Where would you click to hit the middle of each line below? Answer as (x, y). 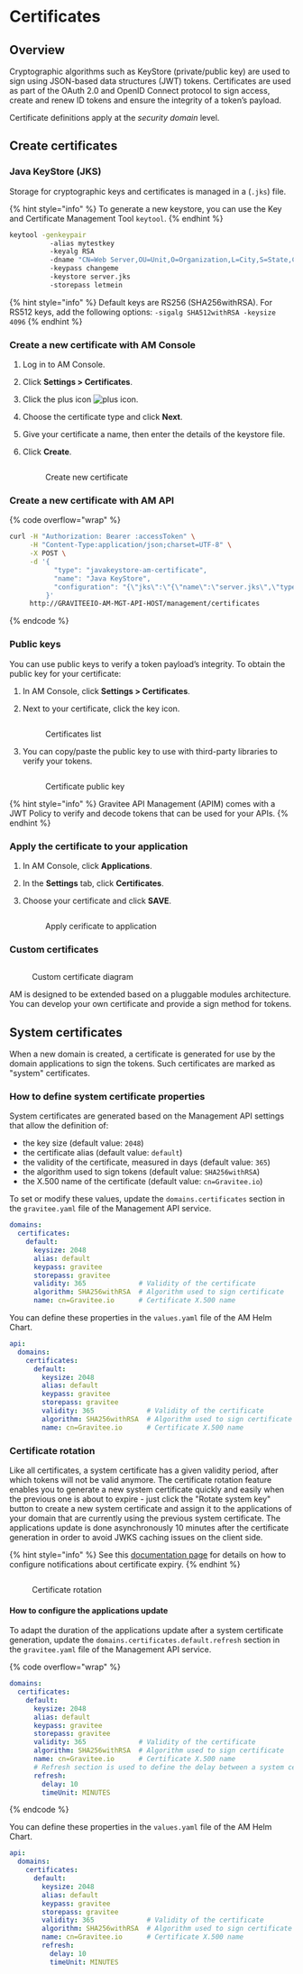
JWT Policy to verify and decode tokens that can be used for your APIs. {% (149, 813)
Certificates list (73, 734)
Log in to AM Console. (64, 365)
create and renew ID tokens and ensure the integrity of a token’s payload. (146, 100)
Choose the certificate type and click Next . (102, 417)
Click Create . (47, 452)
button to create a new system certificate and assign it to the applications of (151, 1508)
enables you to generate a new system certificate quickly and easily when (147, 1489)
